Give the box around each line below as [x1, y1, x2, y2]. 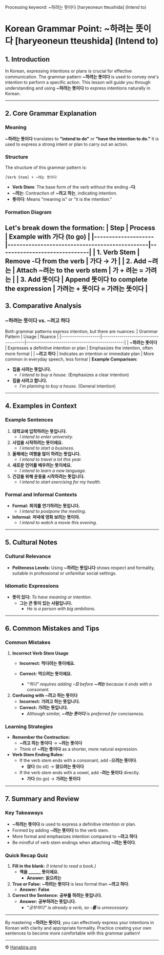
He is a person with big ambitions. [26, 605, 96, 612]
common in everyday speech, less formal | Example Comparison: [5, 356, 138, 362]
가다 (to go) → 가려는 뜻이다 [26, 776, 81, 782]
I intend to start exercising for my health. [19, 479, 102, 485]
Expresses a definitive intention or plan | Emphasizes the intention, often [7, 345, 153, 351]
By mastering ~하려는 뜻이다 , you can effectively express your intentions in [5, 919, 154, 925]
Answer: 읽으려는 [26, 875, 62, 881]
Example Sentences [5, 417, 54, 424]
